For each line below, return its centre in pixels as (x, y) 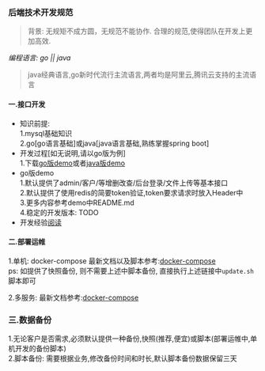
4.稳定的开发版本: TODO (59, 212)
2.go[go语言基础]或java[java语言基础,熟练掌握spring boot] (114, 143)
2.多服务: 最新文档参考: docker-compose (74, 297)
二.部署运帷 (27, 242)
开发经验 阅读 (40, 222)
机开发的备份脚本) (38, 348)
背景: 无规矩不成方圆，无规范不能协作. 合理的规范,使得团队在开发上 (136, 31)
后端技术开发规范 (41, 12)
